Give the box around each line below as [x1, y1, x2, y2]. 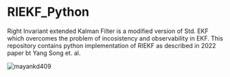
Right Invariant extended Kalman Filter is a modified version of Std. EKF [7, 27, 209, 35]
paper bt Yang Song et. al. [7, 49, 81, 57]
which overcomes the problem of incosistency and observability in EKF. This [7, 34, 223, 42]
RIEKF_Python [7, 4, 89, 20]
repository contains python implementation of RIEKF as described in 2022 [7, 41, 216, 49]
